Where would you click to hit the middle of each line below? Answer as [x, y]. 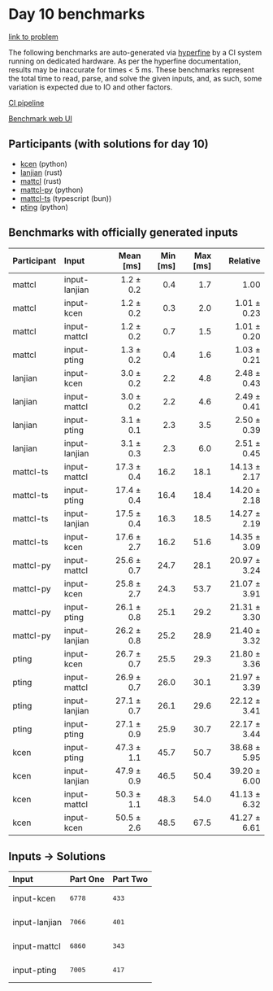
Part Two [130, 880]
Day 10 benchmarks [77, 14]
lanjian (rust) [41, 172]
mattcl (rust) [41, 181]
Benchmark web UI [41, 118]
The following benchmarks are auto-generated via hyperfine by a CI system [135, 52]
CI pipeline [26, 103]
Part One [87, 880]
